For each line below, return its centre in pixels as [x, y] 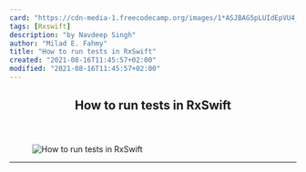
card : [20, 18]
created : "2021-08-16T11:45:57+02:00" [83, 60]
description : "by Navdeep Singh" [73, 35]
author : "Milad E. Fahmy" [58, 43]
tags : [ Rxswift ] [40, 26]
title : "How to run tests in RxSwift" [83, 52]
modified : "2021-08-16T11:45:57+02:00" [85, 69]
